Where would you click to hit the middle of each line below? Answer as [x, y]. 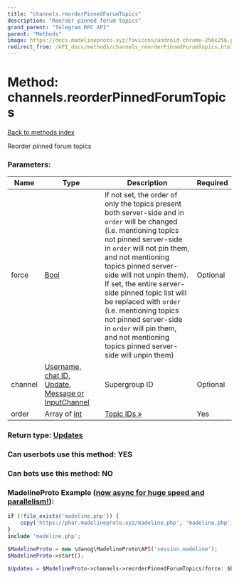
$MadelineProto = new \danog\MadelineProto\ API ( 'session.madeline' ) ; [113, 549]
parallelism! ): [31, 501]
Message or [64, 394]
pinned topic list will [154, 293]
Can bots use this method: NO [60, 473]
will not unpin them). [155, 275]
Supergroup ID [129, 385]
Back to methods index [41, 132]
